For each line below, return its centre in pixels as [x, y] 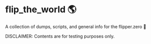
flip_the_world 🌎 [41, 10]
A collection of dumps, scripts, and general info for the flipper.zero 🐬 [76, 26]
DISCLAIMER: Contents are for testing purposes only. [60, 36]
